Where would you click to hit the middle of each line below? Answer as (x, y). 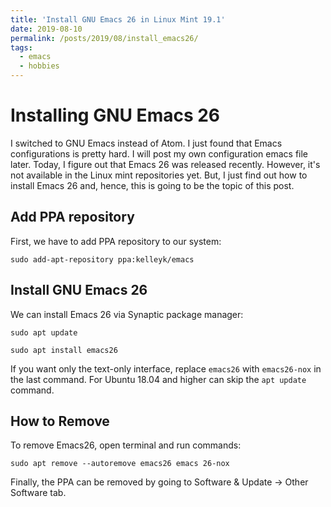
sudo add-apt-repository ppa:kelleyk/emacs (102, 259)
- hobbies (39, 66)
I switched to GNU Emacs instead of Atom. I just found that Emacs (146, 143)
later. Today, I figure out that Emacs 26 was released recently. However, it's (165, 164)
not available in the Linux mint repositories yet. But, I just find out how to (159, 175)
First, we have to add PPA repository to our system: (116, 241)
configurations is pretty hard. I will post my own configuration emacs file (159, 153)
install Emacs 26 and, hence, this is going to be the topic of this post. (152, 185)
